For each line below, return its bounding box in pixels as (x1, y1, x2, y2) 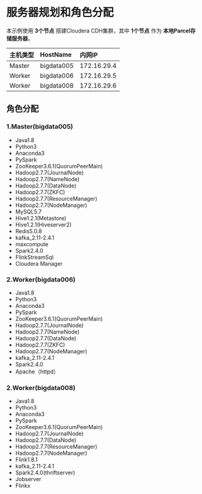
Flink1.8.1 (15, 456, 38, 463)
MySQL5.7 (15, 208, 42, 215)
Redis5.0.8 (15, 227, 42, 234)
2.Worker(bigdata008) (6, 383, 76, 392)
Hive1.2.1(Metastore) (15, 214, 67, 222)
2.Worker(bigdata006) (6, 275, 76, 283)
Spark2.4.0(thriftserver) (15, 469, 75, 476)
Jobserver (15, 476, 42, 483)
